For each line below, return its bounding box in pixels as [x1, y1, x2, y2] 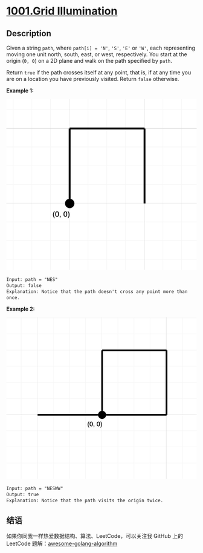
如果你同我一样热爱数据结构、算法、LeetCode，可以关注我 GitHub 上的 [6, 532, 183, 540]
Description [6, 28, 51, 39]
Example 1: [6, 87, 34, 94]
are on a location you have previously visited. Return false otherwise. [6, 76, 179, 82]
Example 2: [6, 305, 35, 312]
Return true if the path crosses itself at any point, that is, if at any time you [6, 69, 192, 76]
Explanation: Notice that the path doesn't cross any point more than [6, 288, 188, 294]
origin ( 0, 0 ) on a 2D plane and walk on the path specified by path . [6, 57, 172, 64]
